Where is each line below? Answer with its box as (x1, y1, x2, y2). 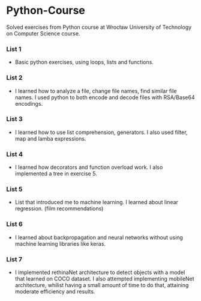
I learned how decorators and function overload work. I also (14, 163, 163, 171)
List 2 (6, 73, 23, 82)
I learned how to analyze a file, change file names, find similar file (14, 87, 177, 94)
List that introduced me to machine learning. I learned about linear (14, 199, 179, 206)
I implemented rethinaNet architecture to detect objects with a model (14, 269, 185, 276)
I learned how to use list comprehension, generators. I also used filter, (14, 129, 188, 136)
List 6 (6, 220, 23, 228)
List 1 (6, 44, 22, 53)
